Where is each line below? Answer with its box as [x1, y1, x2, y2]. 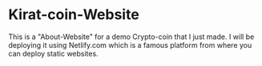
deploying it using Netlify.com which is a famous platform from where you [8, 40, 252, 49]
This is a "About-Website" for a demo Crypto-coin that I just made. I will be [8, 32, 255, 41]
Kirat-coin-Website [8, 6, 140, 24]
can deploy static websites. [8, 49, 99, 58]
